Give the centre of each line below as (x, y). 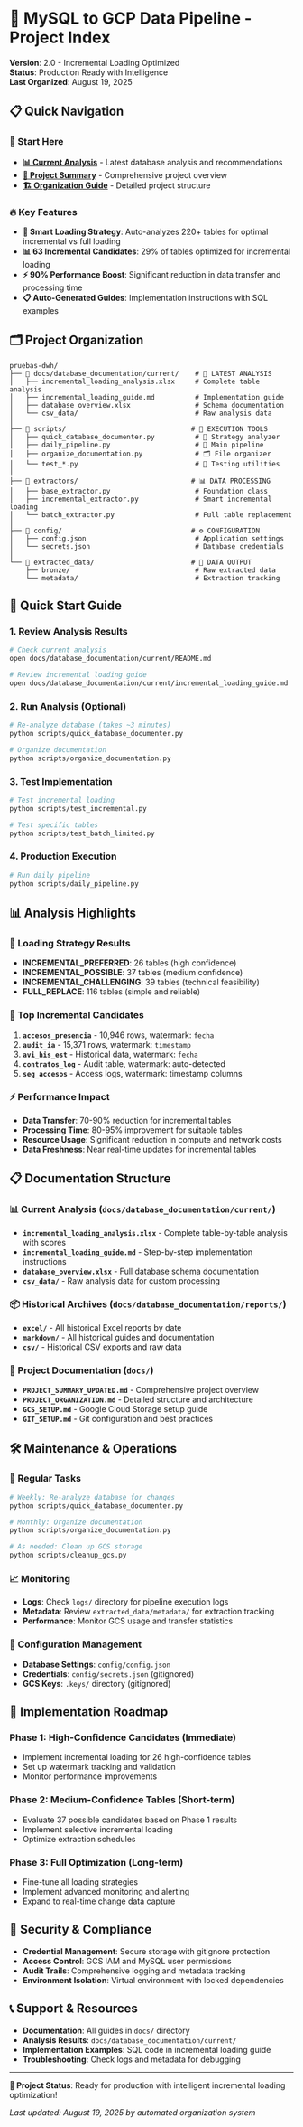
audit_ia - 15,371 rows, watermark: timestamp (106, 1044)
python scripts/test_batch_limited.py (82, 833)
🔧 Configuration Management (76, 1644)
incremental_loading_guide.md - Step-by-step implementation (138, 1252)
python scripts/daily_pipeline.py (74, 884)
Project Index (60, 38)
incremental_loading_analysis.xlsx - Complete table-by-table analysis (155, 1232)
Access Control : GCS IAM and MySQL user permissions (127, 1961)
